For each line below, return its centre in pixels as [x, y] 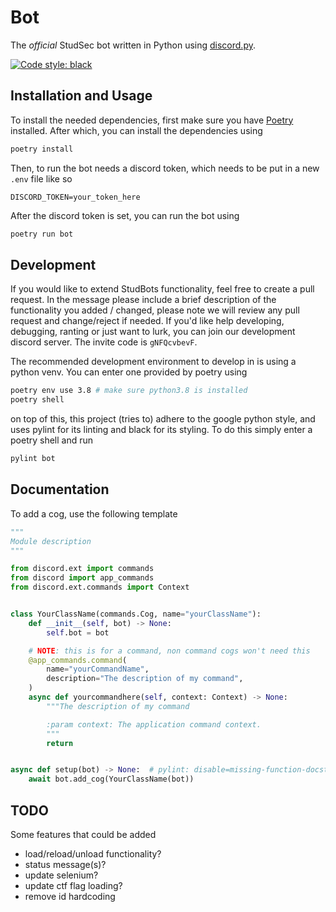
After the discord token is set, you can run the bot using [125, 215]
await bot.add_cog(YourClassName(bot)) [111, 779]
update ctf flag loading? [73, 885]
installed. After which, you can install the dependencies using [136, 130]
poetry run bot [42, 234]
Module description [51, 541]
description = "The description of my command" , [145, 679]
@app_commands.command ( [78, 660]
